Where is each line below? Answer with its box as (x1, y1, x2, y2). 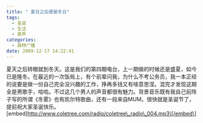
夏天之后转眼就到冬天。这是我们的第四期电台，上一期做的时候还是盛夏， (6, 65, 186, 72)
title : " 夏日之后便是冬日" (6, 8, 69, 15)
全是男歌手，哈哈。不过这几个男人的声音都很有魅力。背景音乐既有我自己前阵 (6, 88, 197, 95)
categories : (6, 37, 36, 43)
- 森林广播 (11, 43, 36, 49)
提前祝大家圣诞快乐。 (6, 103, 59, 110)
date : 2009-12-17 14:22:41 (6, 48, 74, 54)
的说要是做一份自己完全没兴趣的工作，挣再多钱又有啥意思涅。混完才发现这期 (6, 80, 197, 87)
